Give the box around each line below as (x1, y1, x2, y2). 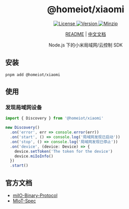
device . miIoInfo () (14, 153, 54, 159)
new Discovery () (5, 125, 40, 130)
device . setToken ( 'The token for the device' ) (14, 149, 113, 154)
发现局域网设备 (5, 104, 42, 111)
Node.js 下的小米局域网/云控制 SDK (48, 42, 123, 48)
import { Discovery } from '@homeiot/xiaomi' (5, 116, 104, 121)
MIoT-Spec (12, 198, 36, 204)
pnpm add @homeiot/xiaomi (5, 72, 60, 77)
